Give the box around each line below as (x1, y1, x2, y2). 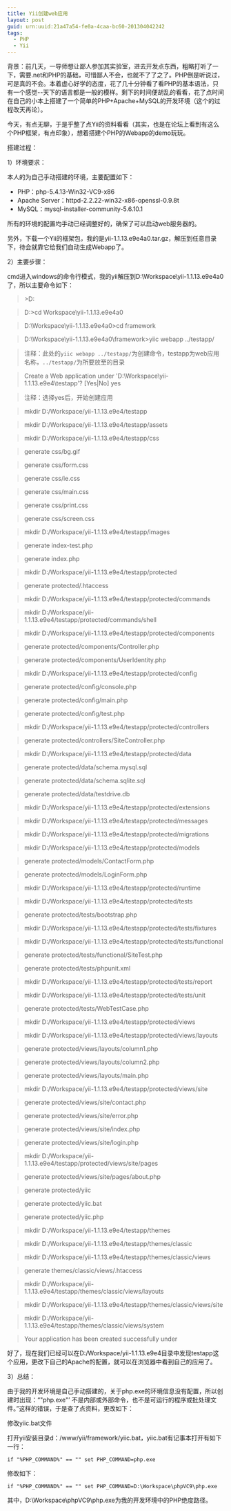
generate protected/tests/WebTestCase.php (23, 1005, 150, 1012)
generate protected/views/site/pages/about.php (23, 1173, 161, 1180)
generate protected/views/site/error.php (23, 1112, 139, 1119)
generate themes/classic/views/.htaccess (23, 1267, 143, 1274)
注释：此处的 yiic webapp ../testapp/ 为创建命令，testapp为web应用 (23, 349, 220, 357)
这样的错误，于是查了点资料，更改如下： (19, 1404, 134, 1412)
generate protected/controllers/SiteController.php (23, 736, 165, 744)
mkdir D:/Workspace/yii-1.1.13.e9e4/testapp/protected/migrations (23, 830, 209, 838)
